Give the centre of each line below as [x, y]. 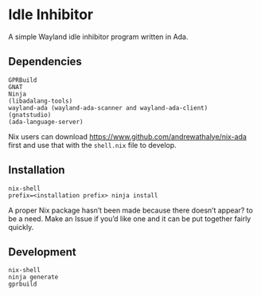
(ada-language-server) [46, 122]
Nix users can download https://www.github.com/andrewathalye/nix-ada [127, 136]
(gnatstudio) [30, 115]
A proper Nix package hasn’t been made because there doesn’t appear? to [130, 210]
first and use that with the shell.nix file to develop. [92, 145]
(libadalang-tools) [41, 101]
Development [43, 252]
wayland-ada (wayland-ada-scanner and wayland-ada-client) [108, 108]
